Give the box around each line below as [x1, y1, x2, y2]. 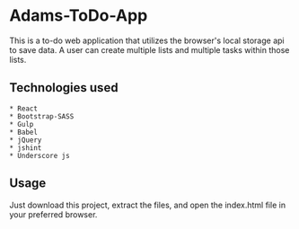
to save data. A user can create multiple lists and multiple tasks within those [9, 44, 290, 55]
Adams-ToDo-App [9, 5, 148, 26]
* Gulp [9, 119, 34, 128]
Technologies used [9, 80, 119, 95]
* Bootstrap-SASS [9, 111, 75, 121]
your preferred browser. [9, 208, 98, 220]
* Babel [9, 128, 39, 137]
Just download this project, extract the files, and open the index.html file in [9, 199, 286, 210]
